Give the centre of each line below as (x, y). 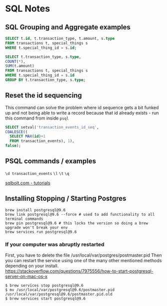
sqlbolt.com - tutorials (28, 183)
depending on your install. (32, 266)
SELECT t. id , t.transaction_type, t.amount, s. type (60, 38)
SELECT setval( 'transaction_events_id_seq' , (52, 127)
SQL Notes (28, 9)
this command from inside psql (37, 118)
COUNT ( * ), (15, 61)
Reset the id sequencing (44, 95)
